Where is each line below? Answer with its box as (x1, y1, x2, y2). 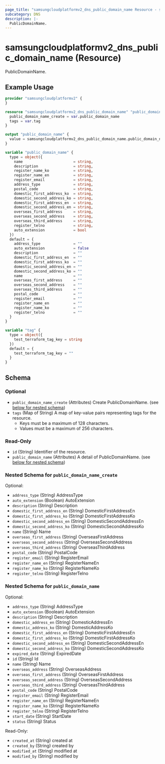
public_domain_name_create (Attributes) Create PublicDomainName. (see (12, 399, 159, 405)
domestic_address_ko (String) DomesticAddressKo (12, 624, 113, 630)
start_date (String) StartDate (12, 713, 71, 719)
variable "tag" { (5, 328, 41, 333)
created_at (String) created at (12, 737, 73, 743)
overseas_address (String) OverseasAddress (12, 666, 102, 672)
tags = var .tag (9, 118, 41, 123)
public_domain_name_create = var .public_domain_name (9, 114, 120, 119)
